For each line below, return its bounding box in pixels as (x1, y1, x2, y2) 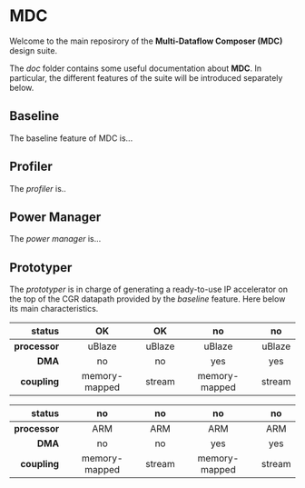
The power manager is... (9, 234, 102, 244)
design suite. (9, 45, 58, 55)
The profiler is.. (9, 183, 66, 194)
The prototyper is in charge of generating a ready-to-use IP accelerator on (9, 284, 289, 295)
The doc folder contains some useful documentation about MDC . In (9, 63, 261, 74)
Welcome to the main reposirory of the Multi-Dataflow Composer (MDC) (9, 35, 283, 46)
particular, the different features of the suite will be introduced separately (9, 72, 283, 83)
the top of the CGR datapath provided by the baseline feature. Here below (9, 294, 286, 304)
